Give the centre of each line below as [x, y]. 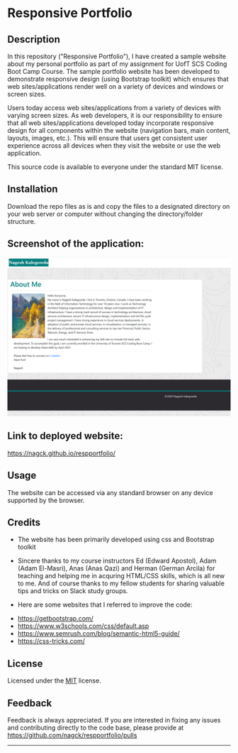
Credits [24, 522]
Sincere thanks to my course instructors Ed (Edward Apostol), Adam [117, 561]
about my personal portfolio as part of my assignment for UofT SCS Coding [117, 64]
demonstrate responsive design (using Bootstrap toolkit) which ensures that [118, 79]
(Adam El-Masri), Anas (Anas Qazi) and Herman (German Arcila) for [116, 568]
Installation [33, 189]
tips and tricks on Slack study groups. [73, 591]
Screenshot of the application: [76, 244]
